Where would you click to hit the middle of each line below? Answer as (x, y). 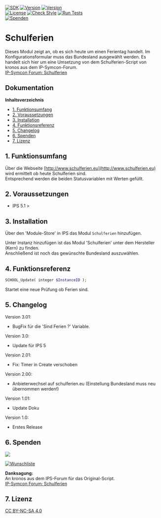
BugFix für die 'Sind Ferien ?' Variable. (51, 326)
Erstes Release (27, 427)
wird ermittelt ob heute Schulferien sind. (46, 173)
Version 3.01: (18, 317)
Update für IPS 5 (29, 345)
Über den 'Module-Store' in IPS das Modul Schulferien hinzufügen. (73, 233)
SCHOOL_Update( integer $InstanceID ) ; (46, 280)
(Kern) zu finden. (22, 248)
